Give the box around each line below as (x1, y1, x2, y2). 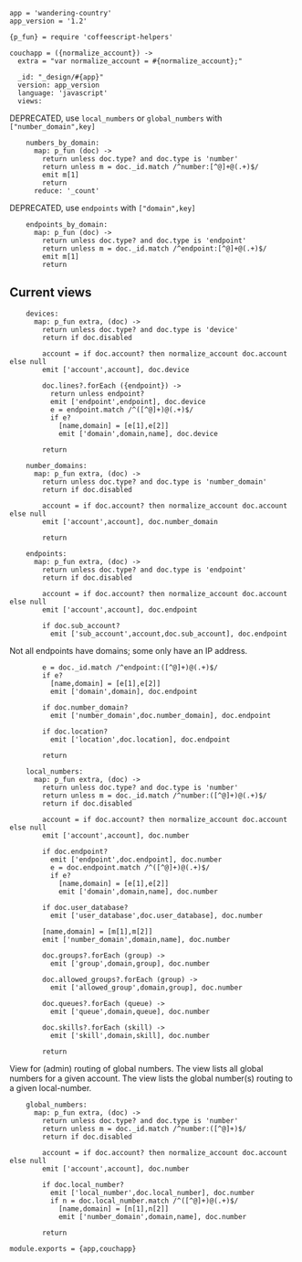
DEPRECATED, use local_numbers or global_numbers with (9, 112, 223, 123)
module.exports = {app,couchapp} (9, 1244, 137, 1253)
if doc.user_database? (42, 903, 129, 912)
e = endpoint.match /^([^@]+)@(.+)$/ (49, 405, 194, 414)
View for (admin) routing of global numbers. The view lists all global (9, 1063, 264, 1074)
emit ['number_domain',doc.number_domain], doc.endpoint (49, 711, 272, 720)
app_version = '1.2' (9, 16, 89, 26)
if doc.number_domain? (42, 702, 129, 712)
